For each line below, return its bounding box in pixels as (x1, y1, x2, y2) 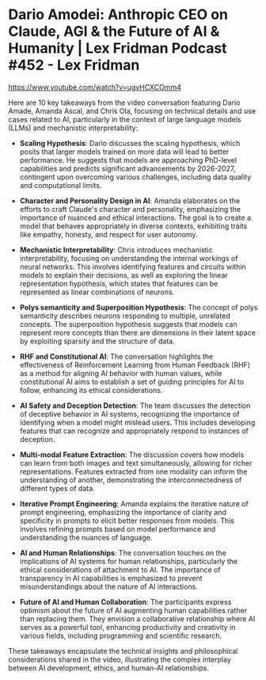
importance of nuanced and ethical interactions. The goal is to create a (19, 213, 252, 222)
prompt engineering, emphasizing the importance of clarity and (19, 507, 227, 517)
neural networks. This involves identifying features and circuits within (19, 262, 247, 271)
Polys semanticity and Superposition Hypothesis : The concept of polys (19, 302, 258, 312)
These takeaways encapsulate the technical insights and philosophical (8, 646, 238, 655)
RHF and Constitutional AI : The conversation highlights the (19, 352, 214, 361)
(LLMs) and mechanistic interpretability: (8, 123, 139, 133)
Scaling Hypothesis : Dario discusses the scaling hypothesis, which (19, 138, 241, 148)
